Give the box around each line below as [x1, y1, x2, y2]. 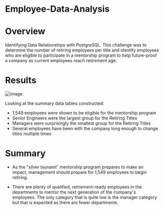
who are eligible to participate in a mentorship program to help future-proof [5, 52, 157, 58]
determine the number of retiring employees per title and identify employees [5, 47, 159, 53]
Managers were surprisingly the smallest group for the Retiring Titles [12, 120, 151, 126]
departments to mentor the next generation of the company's [12, 189, 136, 195]
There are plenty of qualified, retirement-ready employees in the [12, 184, 142, 189]
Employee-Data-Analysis [5, 3, 110, 15]
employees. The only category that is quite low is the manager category [12, 194, 158, 200]
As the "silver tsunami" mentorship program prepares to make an [12, 164, 143, 170]
